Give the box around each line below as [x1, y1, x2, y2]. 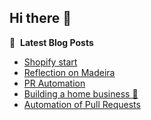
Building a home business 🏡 [23, 87, 139, 100]
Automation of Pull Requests [23, 98, 141, 110]
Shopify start [23, 56, 78, 68]
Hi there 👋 [9, 10, 72, 27]
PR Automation [23, 77, 86, 89]
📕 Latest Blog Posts [9, 36, 94, 48]
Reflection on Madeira [23, 66, 116, 78]
